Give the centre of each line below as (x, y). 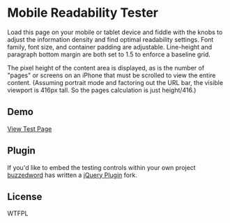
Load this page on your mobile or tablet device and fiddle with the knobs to (115, 32)
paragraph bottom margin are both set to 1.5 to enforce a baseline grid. (109, 54)
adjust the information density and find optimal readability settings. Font (110, 39)
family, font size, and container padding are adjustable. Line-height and (110, 47)
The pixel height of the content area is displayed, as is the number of (106, 68)
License (25, 197)
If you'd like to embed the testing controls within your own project (102, 167)
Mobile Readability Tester (83, 13)
